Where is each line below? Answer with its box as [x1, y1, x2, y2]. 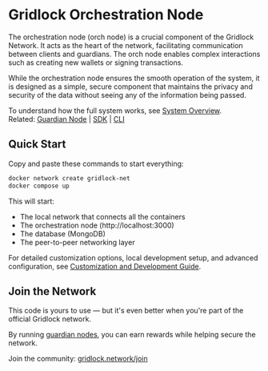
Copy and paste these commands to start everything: [8, 159, 184, 168]
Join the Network [8, 284, 97, 298]
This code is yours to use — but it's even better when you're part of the [8, 306, 244, 316]
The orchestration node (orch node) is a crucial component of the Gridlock [8, 32, 254, 42]
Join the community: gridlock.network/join [8, 354, 148, 364]
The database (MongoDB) [19, 228, 106, 238]
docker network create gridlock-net [8, 174, 130, 182]
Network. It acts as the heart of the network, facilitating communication [8, 40, 244, 50]
